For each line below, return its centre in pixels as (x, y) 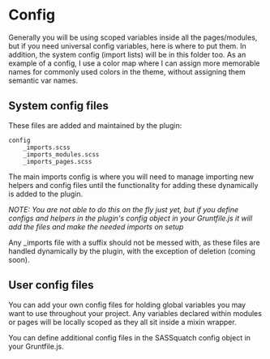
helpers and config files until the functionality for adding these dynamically (133, 185)
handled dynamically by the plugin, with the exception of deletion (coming (132, 251)
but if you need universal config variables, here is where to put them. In (128, 45)
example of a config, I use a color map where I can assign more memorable (134, 63)
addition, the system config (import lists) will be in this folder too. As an (127, 54)
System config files (59, 106)
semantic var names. (43, 80)
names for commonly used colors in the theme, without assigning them (127, 71)
